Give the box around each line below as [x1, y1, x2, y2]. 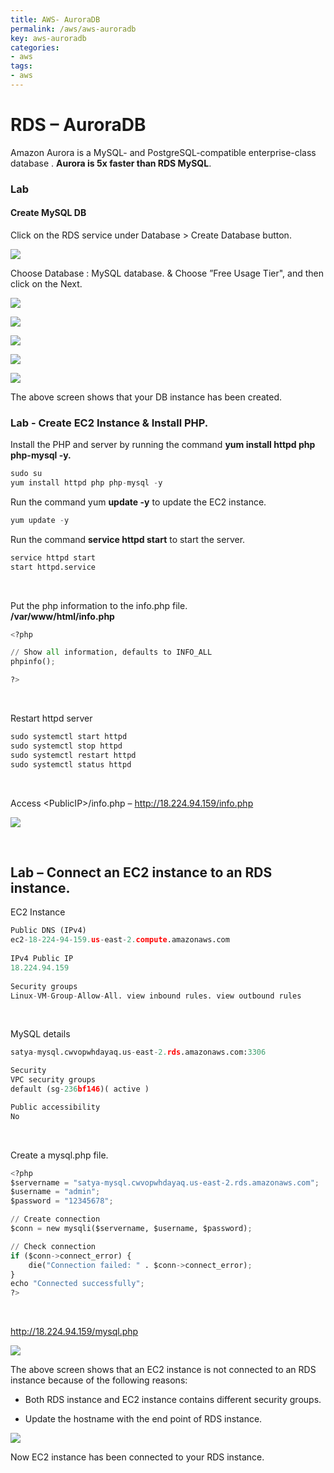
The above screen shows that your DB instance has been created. [10, 391, 283, 403]
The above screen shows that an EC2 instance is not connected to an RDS [10, 1364, 317, 1376]
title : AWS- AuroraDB [10, 14, 101, 25]
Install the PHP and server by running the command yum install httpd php [10, 439, 316, 451]
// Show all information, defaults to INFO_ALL [10, 647, 213, 658]
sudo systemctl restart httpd [10, 750, 137, 760]
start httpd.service [10, 562, 97, 572]
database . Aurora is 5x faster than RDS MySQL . [10, 157, 212, 169]
